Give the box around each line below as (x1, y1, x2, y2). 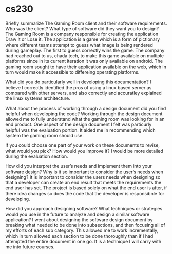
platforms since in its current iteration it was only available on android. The (5, 58, 163, 64)
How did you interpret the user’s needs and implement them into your (5, 163, 152, 169)
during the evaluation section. (5, 153, 68, 159)
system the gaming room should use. (5, 132, 84, 138)
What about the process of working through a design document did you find (5, 105, 166, 111)
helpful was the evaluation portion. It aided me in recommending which (5, 126, 156, 133)
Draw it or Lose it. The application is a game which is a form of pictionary (5, 36, 160, 43)
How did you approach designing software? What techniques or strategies (5, 205, 163, 211)
